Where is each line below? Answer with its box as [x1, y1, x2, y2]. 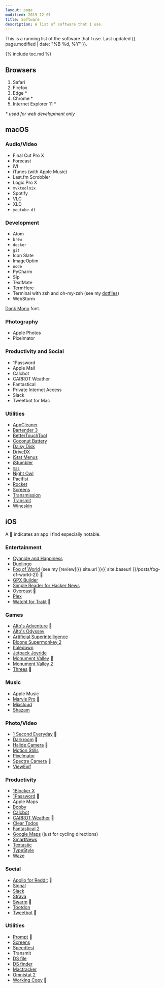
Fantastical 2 [12, 826, 40, 832]
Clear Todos [12, 820, 39, 827]
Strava [12, 893, 26, 899]
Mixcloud [12, 701, 32, 707]
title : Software [5, 17, 40, 22]
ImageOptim [12, 258, 39, 264]
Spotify [12, 190, 28, 196]
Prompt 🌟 [12, 934, 32, 940]
